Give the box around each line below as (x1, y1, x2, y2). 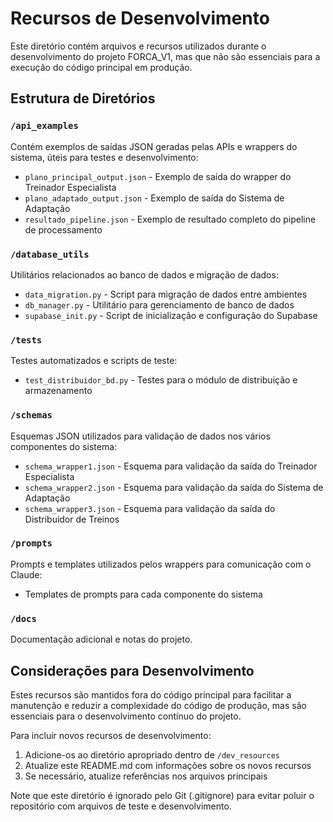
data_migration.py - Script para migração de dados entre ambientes (24, 288, 308, 300)
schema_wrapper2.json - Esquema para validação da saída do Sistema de (24, 481, 324, 493)
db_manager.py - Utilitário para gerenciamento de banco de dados (24, 298, 295, 311)
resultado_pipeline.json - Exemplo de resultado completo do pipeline (24, 213, 317, 225)
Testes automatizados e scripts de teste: (10, 355, 178, 367)
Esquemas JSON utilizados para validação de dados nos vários (10, 430, 271, 442)
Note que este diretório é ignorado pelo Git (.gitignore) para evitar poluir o (10, 789, 315, 801)
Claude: (10, 568, 43, 581)
